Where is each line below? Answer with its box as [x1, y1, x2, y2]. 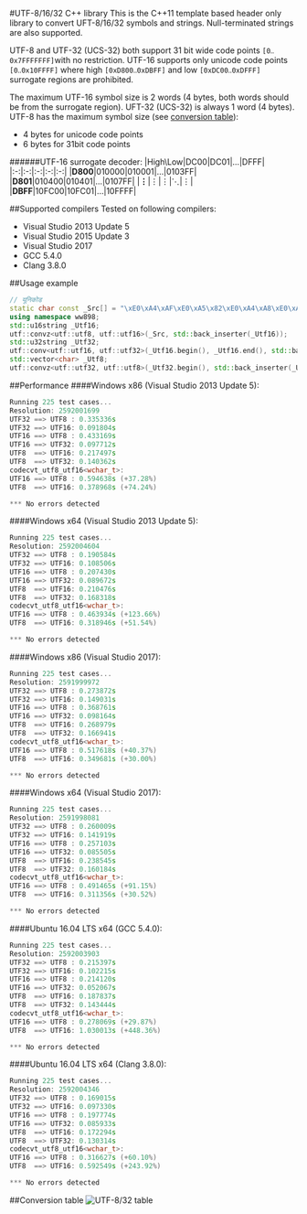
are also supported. [9, 27, 83, 38]
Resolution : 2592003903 [9, 949, 101, 959]
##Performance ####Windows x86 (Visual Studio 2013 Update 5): [9, 380, 259, 391]
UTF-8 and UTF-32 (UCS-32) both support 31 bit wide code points [9, 45, 260, 56]
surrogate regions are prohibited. [9, 74, 134, 85]
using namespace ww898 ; [9, 312, 101, 321]
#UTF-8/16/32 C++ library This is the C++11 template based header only [9, 8, 281, 18]
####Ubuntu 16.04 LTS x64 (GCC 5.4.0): [9, 923, 163, 934]
